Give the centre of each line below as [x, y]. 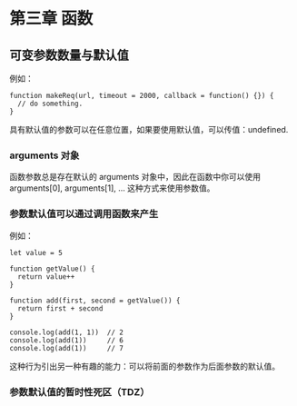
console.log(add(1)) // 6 [67, 340]
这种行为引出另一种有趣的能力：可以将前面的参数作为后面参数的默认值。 [144, 366]
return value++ [46, 277]
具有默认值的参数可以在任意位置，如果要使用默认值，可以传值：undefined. [149, 129]
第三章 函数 [51, 19]
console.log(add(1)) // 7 [67, 348]
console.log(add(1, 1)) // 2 [67, 332]
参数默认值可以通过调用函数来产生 [84, 214]
